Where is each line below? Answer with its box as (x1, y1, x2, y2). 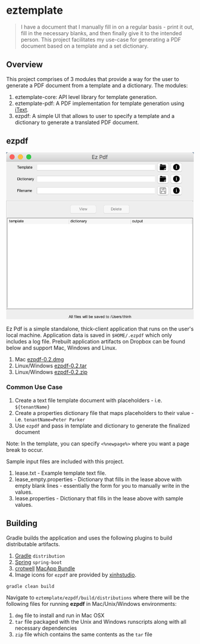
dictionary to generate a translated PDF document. (14, 119, 139, 126)
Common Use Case (6, 383, 63, 391)
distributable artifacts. (6, 540, 61, 547)
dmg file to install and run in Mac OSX (14, 612, 105, 619)
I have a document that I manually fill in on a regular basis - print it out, (20, 23, 194, 30)
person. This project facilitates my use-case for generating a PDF (20, 36, 182, 43)
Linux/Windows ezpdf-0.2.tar (14, 362, 87, 369)
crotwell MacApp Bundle (14, 565, 76, 572)
